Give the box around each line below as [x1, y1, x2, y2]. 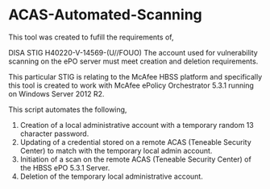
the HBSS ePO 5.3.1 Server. [19, 162, 110, 172]
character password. [19, 129, 89, 138]
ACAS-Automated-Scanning [8, 6, 203, 24]
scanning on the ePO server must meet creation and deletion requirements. [8, 56, 259, 66]
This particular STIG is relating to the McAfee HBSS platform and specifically [8, 72, 263, 81]
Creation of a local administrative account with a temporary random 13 [19, 120, 254, 129]
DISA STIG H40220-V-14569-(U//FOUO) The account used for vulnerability [8, 47, 258, 57]
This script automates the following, [8, 105, 127, 114]
